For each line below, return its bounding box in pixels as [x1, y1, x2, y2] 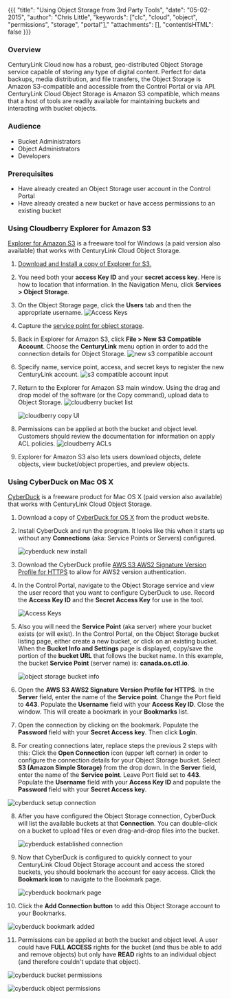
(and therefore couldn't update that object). [17, 958, 141, 966]
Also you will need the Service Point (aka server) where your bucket [17, 622, 212, 631]
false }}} [8, 28, 32, 36]
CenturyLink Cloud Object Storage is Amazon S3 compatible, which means [8, 89, 220, 98]
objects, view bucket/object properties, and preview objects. [17, 460, 190, 468]
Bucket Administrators [17, 137, 81, 145]
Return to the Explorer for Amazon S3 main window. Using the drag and [17, 384, 221, 392]
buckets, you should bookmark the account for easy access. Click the [17, 868, 216, 876]
